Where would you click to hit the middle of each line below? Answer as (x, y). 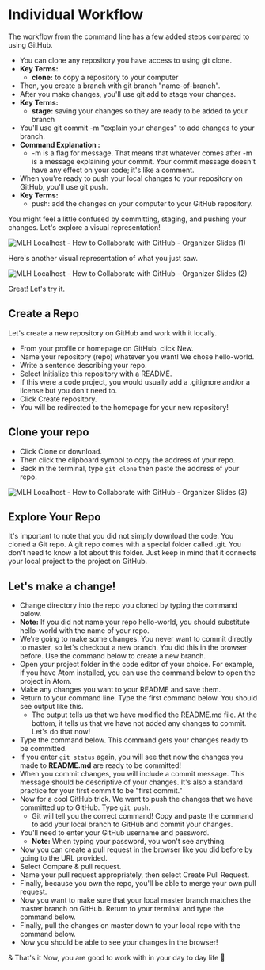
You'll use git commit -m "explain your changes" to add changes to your (137, 128)
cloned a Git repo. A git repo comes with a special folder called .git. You (125, 544)
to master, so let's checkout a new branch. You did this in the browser (133, 647)
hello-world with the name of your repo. (85, 631)
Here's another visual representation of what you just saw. (103, 258)
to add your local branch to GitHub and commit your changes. (132, 824)
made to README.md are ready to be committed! (100, 765)
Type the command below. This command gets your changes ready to (134, 740)
